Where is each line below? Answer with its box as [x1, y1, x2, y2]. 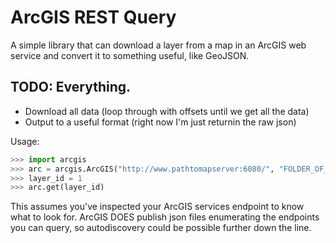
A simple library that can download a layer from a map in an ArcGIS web [10, 39, 307, 51]
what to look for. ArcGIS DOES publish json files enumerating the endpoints [10, 211, 320, 223]
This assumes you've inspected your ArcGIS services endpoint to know [10, 201, 305, 213]
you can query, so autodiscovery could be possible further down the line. [10, 222, 312, 234]
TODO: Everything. [10, 79, 132, 96]
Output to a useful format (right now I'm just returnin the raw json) [24, 116, 297, 128]
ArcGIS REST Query [10, 6, 177, 29]
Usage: [10, 135, 40, 147]
